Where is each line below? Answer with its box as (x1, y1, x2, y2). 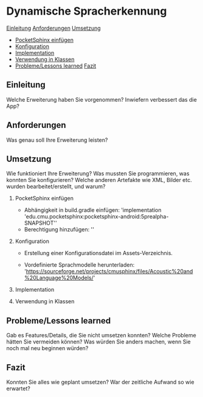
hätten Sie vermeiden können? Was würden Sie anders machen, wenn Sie (6, 338, 191, 345)
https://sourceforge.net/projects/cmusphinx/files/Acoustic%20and (26, 268, 193, 275)
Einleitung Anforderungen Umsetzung (6, 24, 101, 32)
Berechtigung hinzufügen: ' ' (24, 226, 94, 233)
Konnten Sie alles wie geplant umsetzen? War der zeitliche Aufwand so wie (6, 379, 194, 385)
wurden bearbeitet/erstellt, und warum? (6, 183, 106, 190)
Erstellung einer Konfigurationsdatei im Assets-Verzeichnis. (24, 250, 173, 257)
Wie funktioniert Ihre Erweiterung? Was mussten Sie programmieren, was (6, 170, 190, 177)
